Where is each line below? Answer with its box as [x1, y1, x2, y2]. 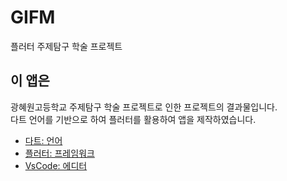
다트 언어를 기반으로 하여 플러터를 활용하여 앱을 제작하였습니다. [10, 113, 257, 125]
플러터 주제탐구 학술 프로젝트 [10, 40, 123, 52]
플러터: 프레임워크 [24, 147, 95, 159]
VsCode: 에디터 [24, 159, 88, 171]
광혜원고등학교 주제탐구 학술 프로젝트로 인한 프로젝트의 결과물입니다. [10, 101, 278, 113]
